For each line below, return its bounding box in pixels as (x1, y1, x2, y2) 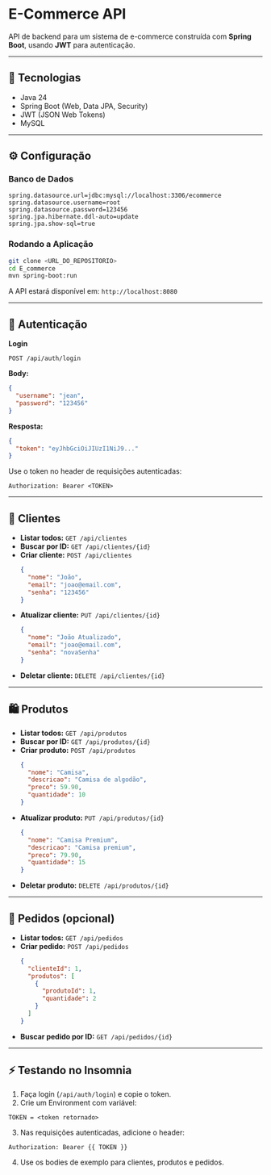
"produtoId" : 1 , (41, 987, 97, 995)
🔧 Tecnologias (8, 71, 81, 85)
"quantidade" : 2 (41, 994, 97, 1003)
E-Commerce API (8, 5, 127, 23)
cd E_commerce (8, 264, 56, 273)
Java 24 (19, 92, 48, 102)
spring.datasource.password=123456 (8, 206, 128, 214)
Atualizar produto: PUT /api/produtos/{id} (19, 813, 165, 822)
